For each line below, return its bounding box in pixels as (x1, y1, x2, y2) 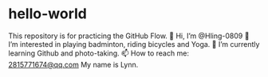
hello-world (8, 5, 88, 23)
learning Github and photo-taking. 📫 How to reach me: (8, 48, 190, 58)
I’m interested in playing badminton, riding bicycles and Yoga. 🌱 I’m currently (8, 39, 260, 48)
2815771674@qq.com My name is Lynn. (8, 60, 139, 69)
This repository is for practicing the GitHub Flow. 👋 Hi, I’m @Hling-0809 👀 (8, 31, 250, 40)
